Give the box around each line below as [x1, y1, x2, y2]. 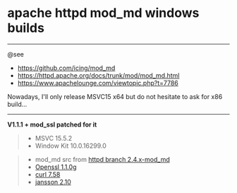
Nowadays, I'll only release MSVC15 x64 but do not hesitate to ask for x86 [7, 92, 223, 100]
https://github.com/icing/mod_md [17, 64, 116, 72]
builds [7, 20, 44, 36]
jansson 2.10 [35, 177, 72, 186]
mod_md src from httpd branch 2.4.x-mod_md [35, 155, 171, 163]
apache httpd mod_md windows [7, 5, 200, 21]
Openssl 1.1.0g [35, 163, 77, 171]
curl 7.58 [35, 170, 61, 178]
